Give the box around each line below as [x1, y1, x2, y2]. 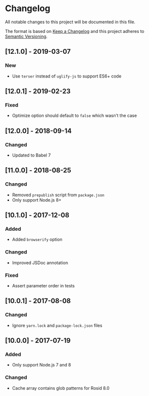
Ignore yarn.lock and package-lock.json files [12, 322, 103, 328]
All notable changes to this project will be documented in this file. [5, 19, 136, 25]
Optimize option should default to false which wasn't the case [12, 112, 137, 119]
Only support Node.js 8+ [12, 197, 62, 203]
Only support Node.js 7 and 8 [12, 362, 71, 368]
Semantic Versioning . [5, 33, 48, 39]
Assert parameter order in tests [12, 283, 75, 288]
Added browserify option [12, 237, 63, 242]
